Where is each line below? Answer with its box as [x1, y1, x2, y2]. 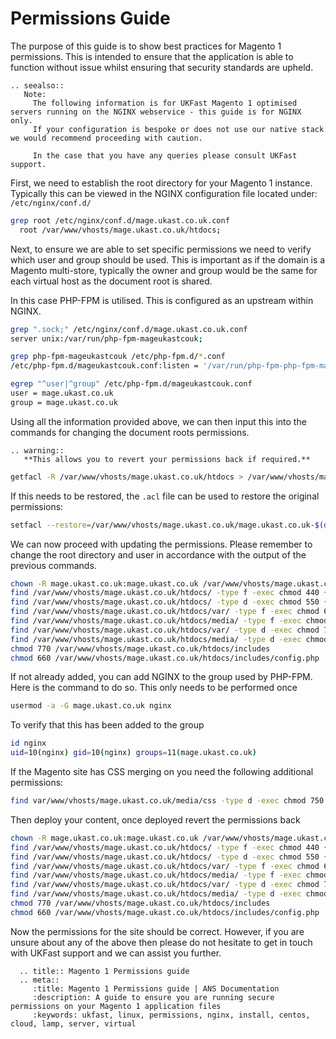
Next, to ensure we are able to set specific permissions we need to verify [10, 243, 312, 255]
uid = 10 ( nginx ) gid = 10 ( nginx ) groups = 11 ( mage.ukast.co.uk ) [10, 748, 257, 758]
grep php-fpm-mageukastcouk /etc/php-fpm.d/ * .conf [10, 352, 226, 362]
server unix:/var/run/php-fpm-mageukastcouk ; [10, 333, 203, 344]
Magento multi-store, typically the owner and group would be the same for [10, 264, 318, 276]
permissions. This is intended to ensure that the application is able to [10, 50, 294, 62]
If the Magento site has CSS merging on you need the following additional [10, 766, 314, 778]
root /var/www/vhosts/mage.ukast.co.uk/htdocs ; [19, 225, 222, 235]
